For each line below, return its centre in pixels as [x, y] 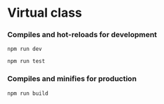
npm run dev [25, 49]
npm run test [26, 61]
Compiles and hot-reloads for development [82, 35]
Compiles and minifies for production [72, 79]
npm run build [28, 93]
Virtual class [45, 13]
